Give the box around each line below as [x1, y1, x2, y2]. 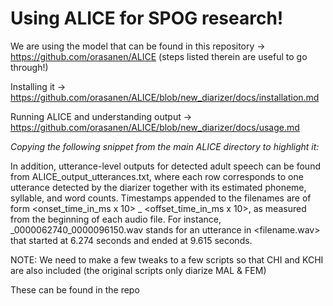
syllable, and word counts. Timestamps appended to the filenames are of [10, 192, 312, 204]
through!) [10, 61, 49, 73]
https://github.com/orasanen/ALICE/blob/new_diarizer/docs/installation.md [10, 91, 320, 103]
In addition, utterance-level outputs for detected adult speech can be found [10, 160, 321, 172]
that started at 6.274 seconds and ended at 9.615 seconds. [10, 234, 253, 246]
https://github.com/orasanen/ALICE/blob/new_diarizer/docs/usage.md [10, 121, 300, 133]
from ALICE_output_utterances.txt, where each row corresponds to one [10, 170, 304, 182]
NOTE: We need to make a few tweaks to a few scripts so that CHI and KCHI [10, 253, 324, 266]
